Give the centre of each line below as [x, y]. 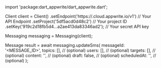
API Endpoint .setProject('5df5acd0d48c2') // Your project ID [66, 21]
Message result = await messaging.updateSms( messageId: [65, 45]
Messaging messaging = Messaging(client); [49, 36]
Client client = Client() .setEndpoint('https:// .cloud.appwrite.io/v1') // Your [78, 16]
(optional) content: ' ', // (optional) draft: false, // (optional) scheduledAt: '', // [81, 55]
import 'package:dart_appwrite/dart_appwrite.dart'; [56, 7]
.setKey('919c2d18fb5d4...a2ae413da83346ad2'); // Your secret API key [77, 27]
